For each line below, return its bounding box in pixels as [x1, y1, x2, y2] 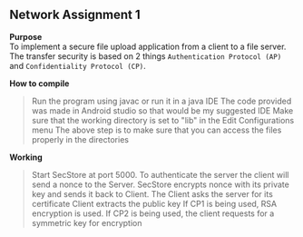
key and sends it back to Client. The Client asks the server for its [31, 188, 274, 199]
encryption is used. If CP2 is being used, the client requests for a [31, 208, 275, 219]
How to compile [9, 77, 70, 89]
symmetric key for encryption [31, 217, 142, 228]
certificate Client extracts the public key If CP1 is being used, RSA [31, 198, 278, 209]
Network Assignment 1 [9, 7, 141, 23]
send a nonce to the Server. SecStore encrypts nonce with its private [31, 179, 290, 190]
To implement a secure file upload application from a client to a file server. [9, 41, 287, 52]
